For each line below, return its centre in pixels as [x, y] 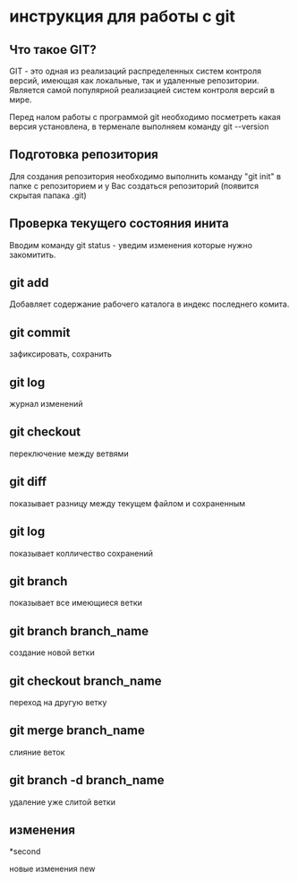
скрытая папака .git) [48, 195]
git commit [40, 332]
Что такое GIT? [53, 50]
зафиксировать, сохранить [60, 354]
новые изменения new [52, 869]
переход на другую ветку [58, 702]
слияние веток [37, 752]
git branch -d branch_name [87, 780]
